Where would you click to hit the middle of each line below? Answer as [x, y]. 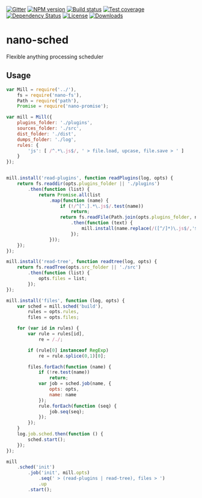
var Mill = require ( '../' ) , [41, 89]
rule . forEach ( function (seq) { [78, 406]
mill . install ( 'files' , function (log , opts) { [66, 300]
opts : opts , [64, 389]
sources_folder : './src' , [50, 128]
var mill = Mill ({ [29, 117]
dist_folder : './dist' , [47, 134]
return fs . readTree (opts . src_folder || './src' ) [79, 267]
